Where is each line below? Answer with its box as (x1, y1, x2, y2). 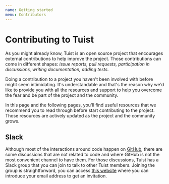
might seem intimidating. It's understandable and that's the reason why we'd (5, 82, 164, 88)
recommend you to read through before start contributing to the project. (5, 107, 155, 113)
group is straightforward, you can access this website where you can (5, 167, 149, 174)
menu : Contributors (5, 12, 46, 17)
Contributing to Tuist (5, 34, 94, 45)
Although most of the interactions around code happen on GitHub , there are (5, 146, 163, 152)
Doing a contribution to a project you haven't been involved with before (5, 76, 153, 82)
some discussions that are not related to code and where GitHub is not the (5, 152, 160, 158)
